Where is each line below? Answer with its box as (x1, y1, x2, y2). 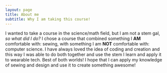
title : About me (5, 12, 39, 17)
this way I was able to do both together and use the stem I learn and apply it (5, 51, 161, 57)
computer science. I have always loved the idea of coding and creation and (5, 46, 160, 52)
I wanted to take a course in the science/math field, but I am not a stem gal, (5, 30, 160, 36)
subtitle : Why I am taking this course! (5, 16, 91, 21)
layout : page (5, 7, 32, 12)
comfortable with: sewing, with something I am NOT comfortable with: (5, 41, 150, 47)
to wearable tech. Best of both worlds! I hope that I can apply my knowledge (5, 57, 162, 63)
